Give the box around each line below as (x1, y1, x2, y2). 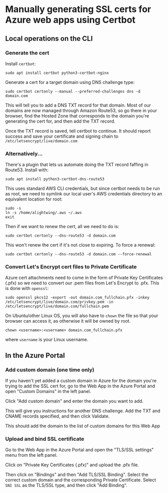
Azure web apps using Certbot (5, 14, 136, 26)
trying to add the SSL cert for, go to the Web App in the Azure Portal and (5, 383, 155, 389)
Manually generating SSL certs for (5, 4, 151, 15)
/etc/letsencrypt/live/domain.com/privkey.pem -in (5, 300, 114, 305)
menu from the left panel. (5, 452, 58, 458)
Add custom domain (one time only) (5, 366, 95, 373)
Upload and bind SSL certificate (5, 436, 85, 443)
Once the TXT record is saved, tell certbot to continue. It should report (5, 128, 151, 134)
